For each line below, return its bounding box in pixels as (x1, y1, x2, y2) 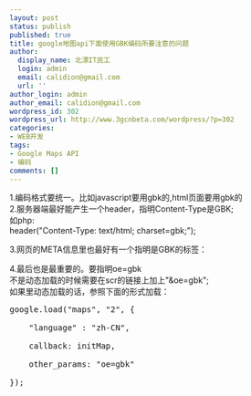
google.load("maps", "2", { (9, 305, 135, 315)
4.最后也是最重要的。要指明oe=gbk (9, 264, 142, 275)
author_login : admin (9, 89, 89, 99)
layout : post (9, 13, 59, 23)
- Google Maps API (9, 149, 79, 158)
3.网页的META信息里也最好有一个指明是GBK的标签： (9, 244, 207, 255)
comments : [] (9, 166, 59, 175)
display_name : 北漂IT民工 (17, 56, 111, 65)
